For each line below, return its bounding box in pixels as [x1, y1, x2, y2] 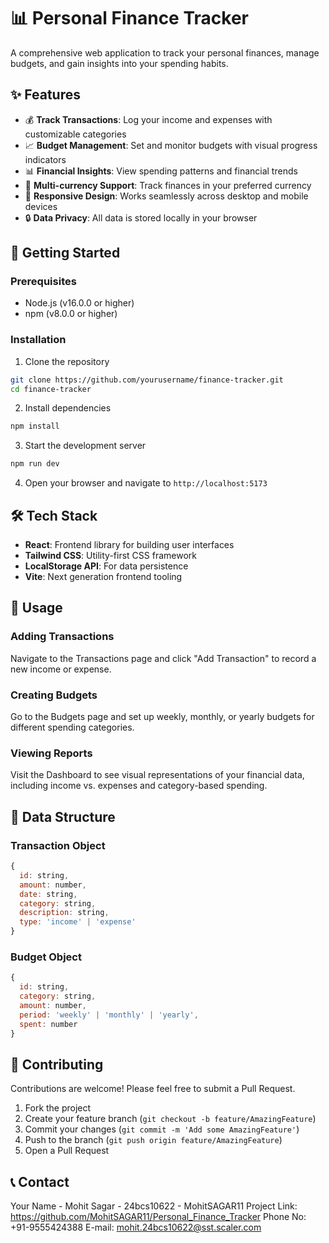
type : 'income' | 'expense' [19, 917, 137, 927]
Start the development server [24, 440, 147, 452]
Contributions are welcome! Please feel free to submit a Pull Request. [10, 1083, 296, 1095]
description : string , [19, 908, 110, 918]
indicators [24, 153, 67, 165]
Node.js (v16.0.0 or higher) [24, 297, 135, 309]
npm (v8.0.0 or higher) [24, 308, 118, 320]
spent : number [19, 1019, 78, 1029]
